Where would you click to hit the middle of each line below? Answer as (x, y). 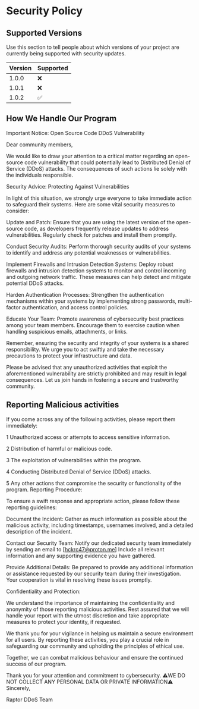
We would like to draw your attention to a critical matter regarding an (90, 156)
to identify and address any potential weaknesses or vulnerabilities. (89, 252)
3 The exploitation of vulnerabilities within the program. (74, 460)
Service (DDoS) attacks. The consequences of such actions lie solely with (97, 168)
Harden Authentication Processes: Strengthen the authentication (85, 294)
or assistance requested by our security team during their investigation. (94, 573)
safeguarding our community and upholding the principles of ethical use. (95, 646)
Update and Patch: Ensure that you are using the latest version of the (91, 222)
